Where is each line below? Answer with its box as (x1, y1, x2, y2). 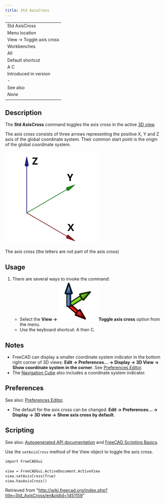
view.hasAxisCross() (5, 478, 48, 483)
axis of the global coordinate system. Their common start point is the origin (5, 136, 158, 142)
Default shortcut (7, 57, 40, 63)
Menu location (7, 30, 36, 35)
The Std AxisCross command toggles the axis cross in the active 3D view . (5, 122, 156, 127)
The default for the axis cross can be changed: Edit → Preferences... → (12, 407, 158, 412)
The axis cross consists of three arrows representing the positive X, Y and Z (5, 131, 159, 137)
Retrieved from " (5, 487, 38, 493)
